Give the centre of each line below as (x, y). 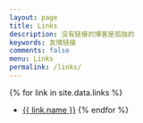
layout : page (34, 17)
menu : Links (31, 59)
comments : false (39, 51)
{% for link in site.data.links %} (66, 92)
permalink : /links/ (46, 68)
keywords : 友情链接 (43, 42)
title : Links (34, 26)
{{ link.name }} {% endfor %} (76, 110)
